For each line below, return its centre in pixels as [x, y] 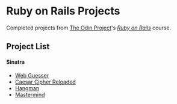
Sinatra [16, 62]
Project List [28, 47]
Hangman [27, 88]
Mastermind [30, 94]
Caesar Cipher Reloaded [45, 82]
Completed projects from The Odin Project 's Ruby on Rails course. [89, 28]
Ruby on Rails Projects [63, 11]
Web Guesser [32, 75]
